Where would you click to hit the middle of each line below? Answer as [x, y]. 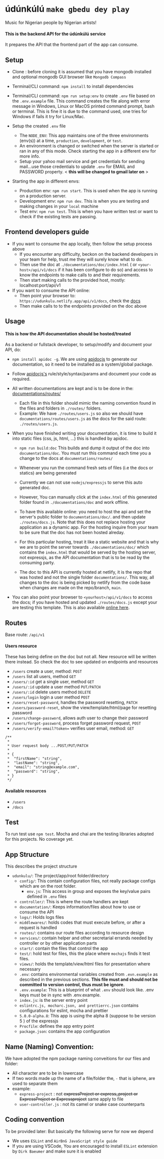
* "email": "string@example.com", [43, 767]
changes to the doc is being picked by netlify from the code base [85, 582]
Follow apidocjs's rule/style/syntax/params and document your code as [84, 374]
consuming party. [37, 563]
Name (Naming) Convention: [50, 1046]
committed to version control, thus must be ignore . [72, 985]
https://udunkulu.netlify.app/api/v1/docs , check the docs [80, 301]
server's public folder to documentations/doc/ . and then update [82, 517]
